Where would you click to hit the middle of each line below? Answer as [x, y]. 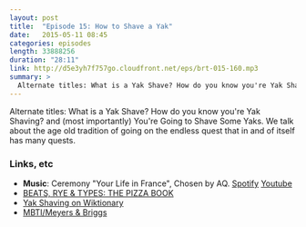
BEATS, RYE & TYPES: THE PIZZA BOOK [98, 192]
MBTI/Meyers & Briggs [65, 212]
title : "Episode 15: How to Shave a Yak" [91, 26]
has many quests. [42, 140]
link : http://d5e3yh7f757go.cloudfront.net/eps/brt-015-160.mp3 [134, 69]
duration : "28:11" [44, 60]
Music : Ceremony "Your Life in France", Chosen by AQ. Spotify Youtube [158, 183]
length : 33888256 [42, 52]
